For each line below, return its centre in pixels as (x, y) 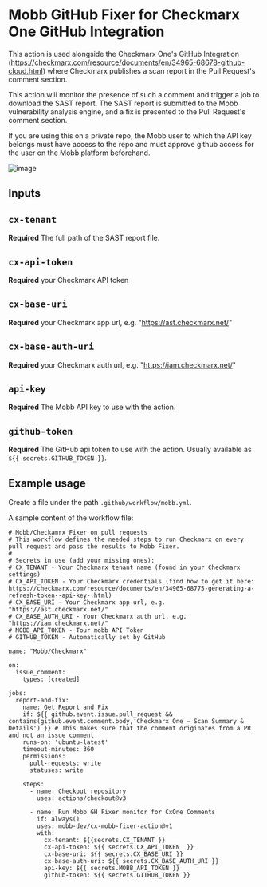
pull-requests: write (65, 764)
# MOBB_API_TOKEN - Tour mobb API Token (77, 630)
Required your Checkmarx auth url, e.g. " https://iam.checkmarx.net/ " (122, 364)
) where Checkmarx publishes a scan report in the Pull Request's (149, 70)
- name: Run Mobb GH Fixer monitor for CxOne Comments (122, 813)
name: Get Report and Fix (66, 708)
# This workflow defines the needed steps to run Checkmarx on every (126, 540)
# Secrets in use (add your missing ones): (82, 561)
